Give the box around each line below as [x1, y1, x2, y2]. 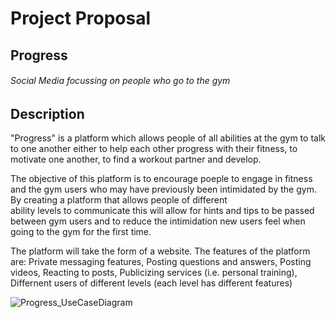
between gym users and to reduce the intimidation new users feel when [10, 215, 306, 227]
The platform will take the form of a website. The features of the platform [10, 245, 311, 257]
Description [10, 105, 85, 122]
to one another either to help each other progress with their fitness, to [10, 143, 298, 155]
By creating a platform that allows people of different [10, 194, 228, 206]
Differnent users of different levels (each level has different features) [10, 277, 293, 289]
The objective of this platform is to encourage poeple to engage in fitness [10, 173, 313, 185]
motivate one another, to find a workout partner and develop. [10, 153, 262, 166]
